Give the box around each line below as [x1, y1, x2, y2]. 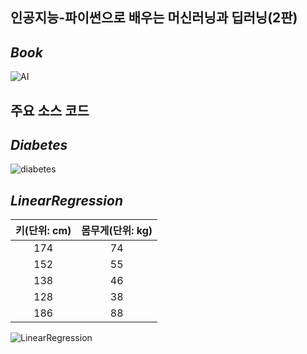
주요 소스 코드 [10, 102, 90, 119]
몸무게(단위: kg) [81, 224, 153, 238]
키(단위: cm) [15, 224, 72, 238]
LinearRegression [10, 192, 123, 209]
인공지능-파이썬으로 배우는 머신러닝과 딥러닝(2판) [10, 9, 298, 27]
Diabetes [10, 136, 68, 153]
